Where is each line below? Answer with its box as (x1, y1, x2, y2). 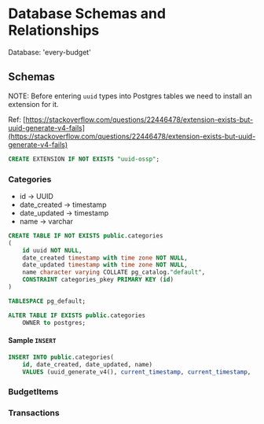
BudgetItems (8, 386, 59, 397)
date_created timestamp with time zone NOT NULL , (22, 253, 189, 262)
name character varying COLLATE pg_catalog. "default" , (22, 268, 206, 276)
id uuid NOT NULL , (22, 246, 82, 254)
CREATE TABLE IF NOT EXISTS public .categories (8, 231, 163, 240)
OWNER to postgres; (22, 319, 86, 326)
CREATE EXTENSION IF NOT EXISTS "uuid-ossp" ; (8, 155, 159, 163)
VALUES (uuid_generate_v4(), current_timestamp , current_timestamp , (22, 367, 251, 376)
